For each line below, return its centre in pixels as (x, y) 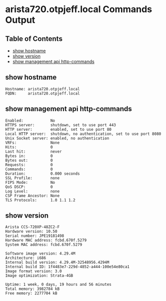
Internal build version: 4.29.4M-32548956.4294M (57, 263)
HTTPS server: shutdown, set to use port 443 (61, 125)
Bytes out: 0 (29, 160)
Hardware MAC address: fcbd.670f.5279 (46, 240)
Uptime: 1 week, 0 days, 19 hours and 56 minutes (59, 285)
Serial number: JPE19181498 (35, 236)
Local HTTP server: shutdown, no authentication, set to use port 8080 (83, 134)
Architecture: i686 (26, 258)
